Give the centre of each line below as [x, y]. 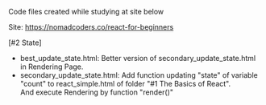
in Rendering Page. [52, 67]
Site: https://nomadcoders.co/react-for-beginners [91, 27]
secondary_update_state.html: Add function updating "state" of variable [139, 75]
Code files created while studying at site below [86, 12]
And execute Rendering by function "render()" [97, 92]
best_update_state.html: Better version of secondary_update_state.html [138, 58]
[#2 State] [25, 42]
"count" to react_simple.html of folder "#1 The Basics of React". [125, 84]
